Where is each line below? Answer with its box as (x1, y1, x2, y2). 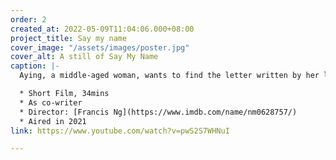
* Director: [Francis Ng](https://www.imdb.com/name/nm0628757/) (19, 107, 298, 117)
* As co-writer (19, 97, 83, 108)
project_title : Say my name (10, 33, 128, 43)
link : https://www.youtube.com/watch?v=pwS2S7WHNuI (10, 126, 230, 136)
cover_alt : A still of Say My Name (10, 52, 159, 62)
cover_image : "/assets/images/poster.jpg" (10, 42, 190, 53)
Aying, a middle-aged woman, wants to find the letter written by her (19, 71, 320, 81)
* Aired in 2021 (19, 116, 87, 126)
